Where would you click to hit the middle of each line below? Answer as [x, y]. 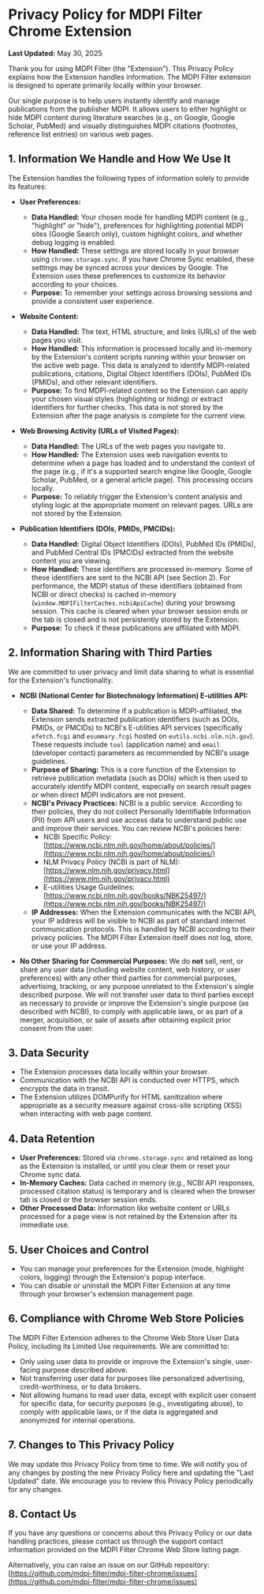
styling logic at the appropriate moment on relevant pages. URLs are [142, 505]
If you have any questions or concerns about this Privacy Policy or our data [130, 1533]
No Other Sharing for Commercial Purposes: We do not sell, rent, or [132, 961]
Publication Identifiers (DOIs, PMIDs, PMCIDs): [97, 528]
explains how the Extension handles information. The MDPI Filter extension [130, 77]
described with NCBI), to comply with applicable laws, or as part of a [131, 1011]
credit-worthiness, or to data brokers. [80, 1386]
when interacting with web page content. [86, 1114]
